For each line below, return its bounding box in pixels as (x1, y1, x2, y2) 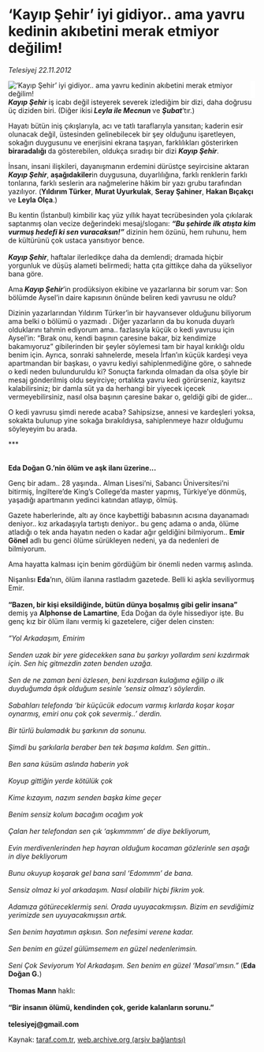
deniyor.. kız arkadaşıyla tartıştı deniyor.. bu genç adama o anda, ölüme (8, 519, 240, 528)
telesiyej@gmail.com (8, 1019, 80, 1028)
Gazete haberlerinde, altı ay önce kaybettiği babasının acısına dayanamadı (8, 510, 250, 520)
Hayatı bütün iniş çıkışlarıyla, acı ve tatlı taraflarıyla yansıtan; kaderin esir (8, 121, 244, 130)
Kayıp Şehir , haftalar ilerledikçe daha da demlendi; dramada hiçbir (8, 252, 224, 261)
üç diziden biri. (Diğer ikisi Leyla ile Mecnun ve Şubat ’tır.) (8, 105, 195, 115)
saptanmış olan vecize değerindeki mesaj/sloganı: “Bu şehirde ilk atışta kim (8, 219, 256, 228)
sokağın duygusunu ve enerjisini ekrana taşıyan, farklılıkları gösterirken (8, 137, 239, 147)
